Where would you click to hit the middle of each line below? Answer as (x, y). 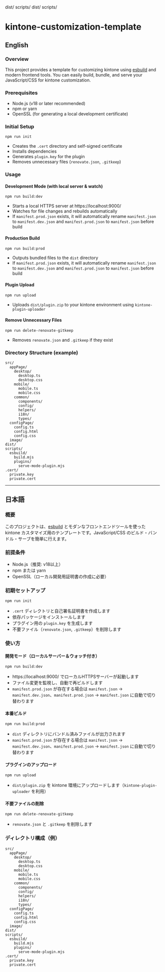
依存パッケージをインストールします (49, 617)
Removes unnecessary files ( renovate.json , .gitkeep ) (67, 162)
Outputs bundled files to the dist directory (55, 258)
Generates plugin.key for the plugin (48, 157)
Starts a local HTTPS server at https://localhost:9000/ (67, 206)
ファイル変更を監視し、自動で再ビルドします (57, 683)
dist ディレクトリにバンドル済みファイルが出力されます (69, 734)
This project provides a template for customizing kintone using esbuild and (81, 69)
